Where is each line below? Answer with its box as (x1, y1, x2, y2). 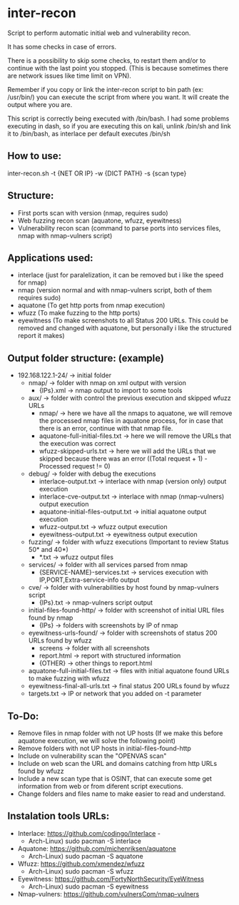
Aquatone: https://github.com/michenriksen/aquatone (17, 844, 176, 853)
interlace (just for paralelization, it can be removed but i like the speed (17, 271, 223, 280)
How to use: (7, 150, 62, 162)
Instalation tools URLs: (7, 810, 110, 822)
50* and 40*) (28, 546, 69, 554)
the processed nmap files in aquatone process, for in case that (39, 416, 223, 425)
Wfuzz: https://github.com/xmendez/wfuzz (17, 859, 145, 868)
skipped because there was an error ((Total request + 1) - (39, 454, 208, 463)
